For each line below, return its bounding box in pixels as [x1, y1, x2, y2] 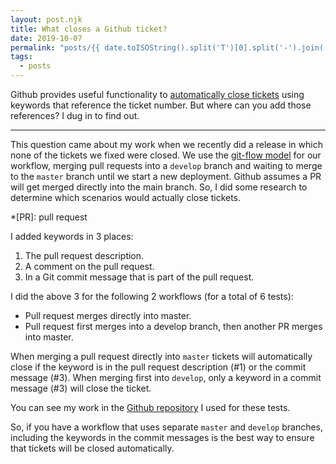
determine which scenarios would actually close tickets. [10, 192, 242, 203]
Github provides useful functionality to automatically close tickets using [10, 89, 305, 100]
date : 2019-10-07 [10, 33, 83, 43]
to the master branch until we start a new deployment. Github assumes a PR [10, 171, 322, 182]
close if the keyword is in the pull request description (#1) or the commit [10, 361, 307, 373]
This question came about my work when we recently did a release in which [10, 139, 323, 150]
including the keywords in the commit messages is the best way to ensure [10, 432, 315, 443]
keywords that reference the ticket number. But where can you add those [10, 99, 312, 111]
